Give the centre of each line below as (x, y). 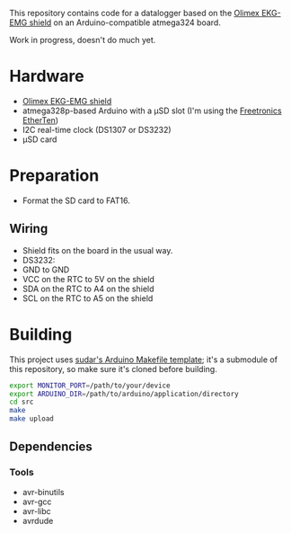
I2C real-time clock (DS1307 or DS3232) (97, 129)
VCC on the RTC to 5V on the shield (88, 279)
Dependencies (51, 447)
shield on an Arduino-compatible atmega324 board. (125, 22)
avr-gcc (37, 502)
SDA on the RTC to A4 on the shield (88, 289)
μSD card (40, 139)
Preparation (54, 176)
